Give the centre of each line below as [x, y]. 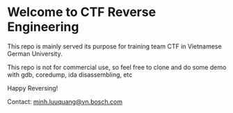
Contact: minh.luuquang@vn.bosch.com [65, 101]
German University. [35, 54]
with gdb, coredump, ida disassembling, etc [70, 75]
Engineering [43, 27]
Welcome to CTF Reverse [82, 12]
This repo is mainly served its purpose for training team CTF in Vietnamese [114, 46]
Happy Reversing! [33, 88]
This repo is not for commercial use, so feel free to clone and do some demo [117, 67]
